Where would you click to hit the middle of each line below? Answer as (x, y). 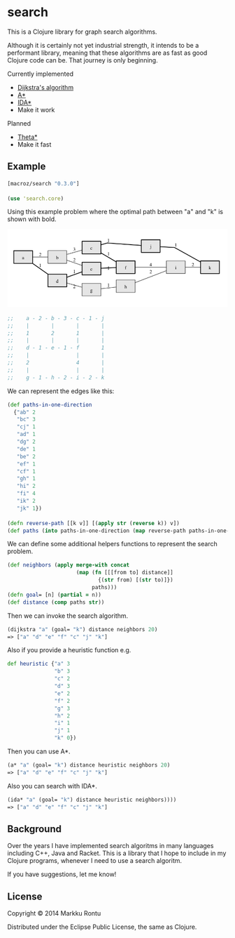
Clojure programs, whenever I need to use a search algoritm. (95, 861)
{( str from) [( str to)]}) (135, 580)
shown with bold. (32, 219)
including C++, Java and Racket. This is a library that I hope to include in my (117, 853)
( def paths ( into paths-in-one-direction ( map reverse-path (97, 531)
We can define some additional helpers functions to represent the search (113, 544)
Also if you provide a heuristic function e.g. (69, 650)
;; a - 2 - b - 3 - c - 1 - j (56, 318)
